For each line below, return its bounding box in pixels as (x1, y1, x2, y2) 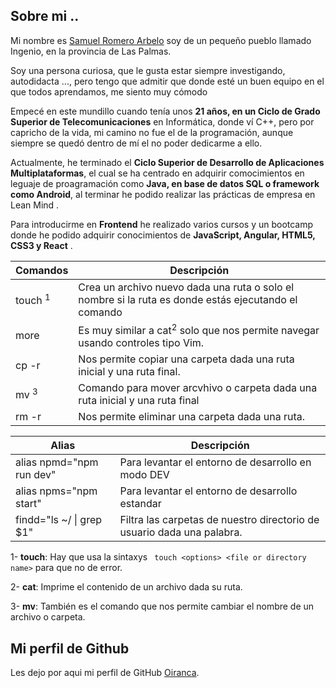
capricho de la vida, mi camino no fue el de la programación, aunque (10, 126, 294, 138)
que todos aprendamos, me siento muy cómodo (10, 85, 208, 98)
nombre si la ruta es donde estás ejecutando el (78, 292, 298, 306)
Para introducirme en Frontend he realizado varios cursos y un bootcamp (10, 218, 314, 230)
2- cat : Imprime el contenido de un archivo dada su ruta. (10, 581, 243, 593)
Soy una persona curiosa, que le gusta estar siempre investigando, (10, 64, 286, 76)
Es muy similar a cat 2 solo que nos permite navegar (78, 321, 320, 338)
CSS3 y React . (10, 239, 73, 251)
